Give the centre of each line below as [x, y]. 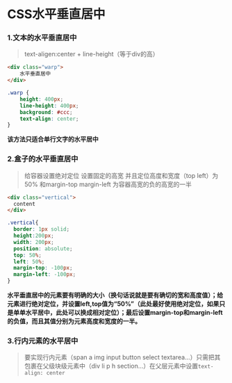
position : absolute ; [43, 248]
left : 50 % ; [29, 261]
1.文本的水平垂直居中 [42, 38]
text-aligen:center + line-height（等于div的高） [91, 54]
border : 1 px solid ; [42, 229]
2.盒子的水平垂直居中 [43, 159]
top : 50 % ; [27, 255]
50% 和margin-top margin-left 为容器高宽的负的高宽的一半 [108, 184]
